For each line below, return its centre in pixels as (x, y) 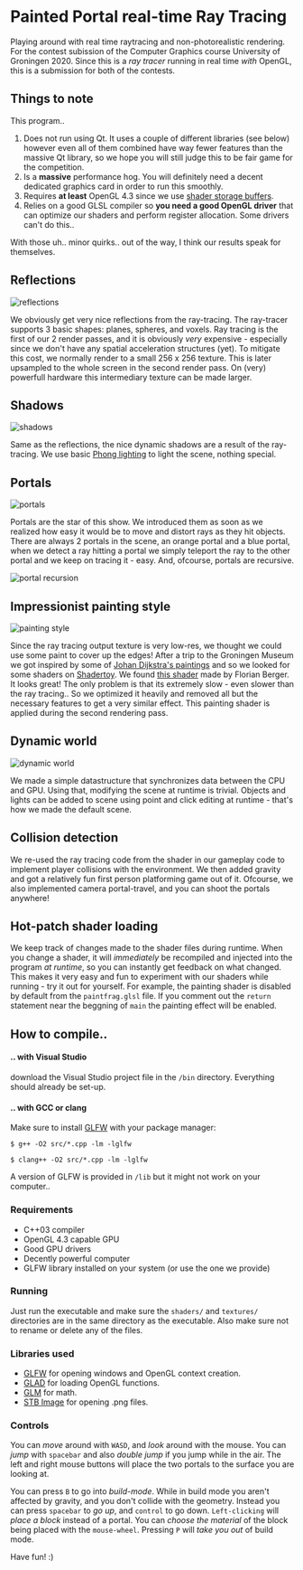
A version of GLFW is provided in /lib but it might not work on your (135, 1177)
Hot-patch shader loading (84, 927)
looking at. (30, 1474)
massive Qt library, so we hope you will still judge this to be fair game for (158, 157)
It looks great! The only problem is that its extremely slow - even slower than (152, 684)
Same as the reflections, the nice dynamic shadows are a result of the (140, 445)
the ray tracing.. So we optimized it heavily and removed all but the (134, 694)
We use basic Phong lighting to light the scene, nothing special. (158, 455)
